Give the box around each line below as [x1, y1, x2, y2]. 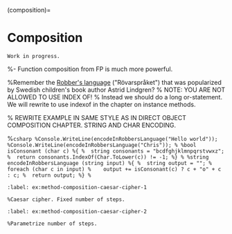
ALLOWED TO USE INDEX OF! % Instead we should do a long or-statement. [7, 92, 223, 101]
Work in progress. [7, 52, 60, 59]
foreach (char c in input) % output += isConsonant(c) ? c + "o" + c [7, 166, 222, 173]
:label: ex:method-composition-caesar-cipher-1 [7, 184, 148, 191]
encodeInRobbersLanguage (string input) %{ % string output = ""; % [7, 159, 213, 166]
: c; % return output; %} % [7, 172, 91, 179]
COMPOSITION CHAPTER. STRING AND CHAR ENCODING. [7, 121, 177, 129]
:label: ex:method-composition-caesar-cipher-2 [7, 208, 148, 215]
